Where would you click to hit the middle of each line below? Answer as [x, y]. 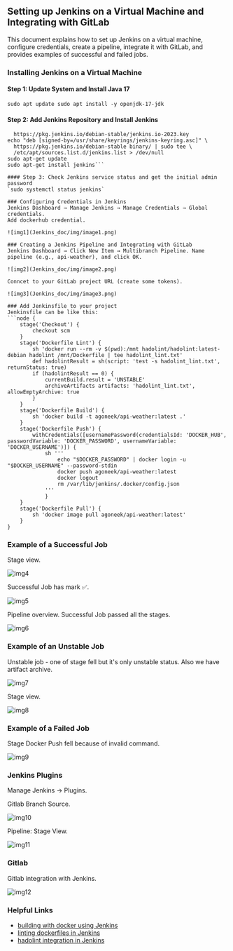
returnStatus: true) [37, 367]
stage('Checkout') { [50, 325]
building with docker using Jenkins [68, 925]
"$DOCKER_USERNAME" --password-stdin [62, 466]
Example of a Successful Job [58, 545]
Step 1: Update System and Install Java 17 [69, 89]
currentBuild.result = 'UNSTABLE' [95, 380]
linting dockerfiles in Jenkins [58, 933]
